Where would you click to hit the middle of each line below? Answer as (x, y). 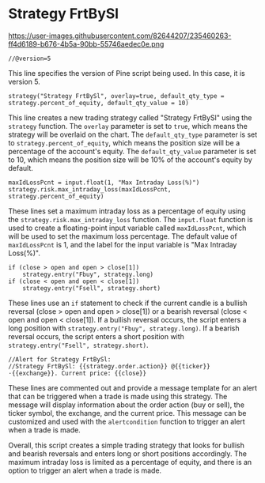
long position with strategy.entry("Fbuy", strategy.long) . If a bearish (124, 328)
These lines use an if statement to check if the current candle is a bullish (128, 303)
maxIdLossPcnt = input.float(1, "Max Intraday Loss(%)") (104, 183)
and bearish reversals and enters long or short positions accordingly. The (128, 453)
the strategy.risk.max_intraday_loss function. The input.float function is (131, 219)
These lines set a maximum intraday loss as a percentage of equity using (127, 211)
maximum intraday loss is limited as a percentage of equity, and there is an (130, 462)
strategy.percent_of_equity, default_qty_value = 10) (99, 103)
